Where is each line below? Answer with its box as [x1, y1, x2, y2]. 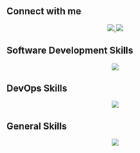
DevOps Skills [6, 83, 68, 94]
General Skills [6, 120, 67, 132]
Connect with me [6, 6, 82, 17]
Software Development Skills [6, 45, 134, 57]
